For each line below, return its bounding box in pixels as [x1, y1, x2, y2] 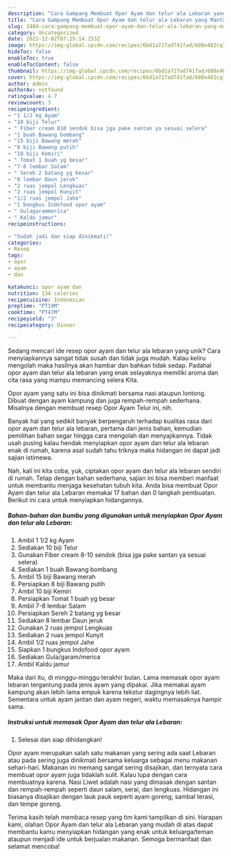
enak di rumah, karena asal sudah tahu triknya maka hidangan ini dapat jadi [8, 446, 221, 454]
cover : [8, 73, 27, 81]
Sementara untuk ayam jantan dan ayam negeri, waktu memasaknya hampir [8, 695, 222, 703]
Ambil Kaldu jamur [17, 660, 70, 668]
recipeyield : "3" [8, 316, 58, 322]
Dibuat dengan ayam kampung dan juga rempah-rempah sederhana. [8, 396, 202, 405]
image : [8, 42, 27, 49]
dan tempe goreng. [8, 800, 62, 808]
